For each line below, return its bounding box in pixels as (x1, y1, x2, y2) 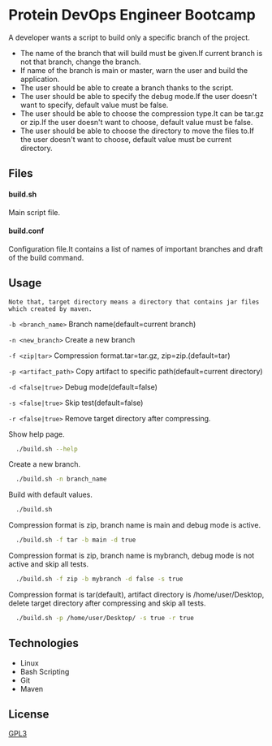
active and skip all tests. (8, 559, 89, 569)
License (8, 708, 50, 721)
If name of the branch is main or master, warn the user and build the (19, 65, 248, 75)
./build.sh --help (15, 445, 79, 453)
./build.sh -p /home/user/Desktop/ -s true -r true (15, 614, 195, 622)
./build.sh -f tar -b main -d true (15, 536, 136, 545)
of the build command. (8, 252, 84, 262)
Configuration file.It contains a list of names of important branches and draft (8, 244, 264, 253)
